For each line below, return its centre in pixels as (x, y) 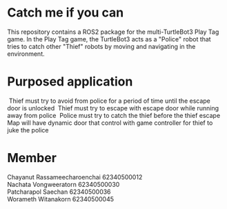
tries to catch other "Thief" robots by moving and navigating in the (101, 46)
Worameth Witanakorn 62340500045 (61, 199)
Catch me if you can (66, 13)
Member (32, 158)
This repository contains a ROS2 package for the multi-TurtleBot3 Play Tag (113, 32)
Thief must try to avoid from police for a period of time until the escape (109, 101)
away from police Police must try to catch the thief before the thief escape (114, 115)
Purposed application (70, 82)
